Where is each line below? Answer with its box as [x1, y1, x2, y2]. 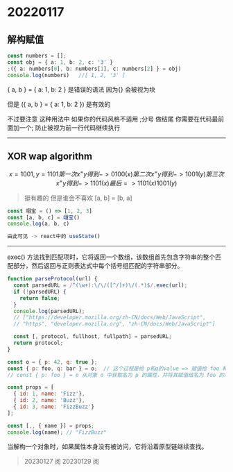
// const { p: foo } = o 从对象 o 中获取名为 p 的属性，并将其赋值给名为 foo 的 [7, 371, 225, 378]
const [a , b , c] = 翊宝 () [7, 214, 80, 221]
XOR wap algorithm [7, 150, 92, 162]
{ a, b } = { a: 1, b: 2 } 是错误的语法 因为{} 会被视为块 [7, 85, 156, 94]
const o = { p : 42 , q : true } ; [7, 358, 98, 365]
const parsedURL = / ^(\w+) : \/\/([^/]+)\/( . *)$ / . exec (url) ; [13, 282, 188, 289]
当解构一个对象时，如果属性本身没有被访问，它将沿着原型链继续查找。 [7, 442, 208, 450]
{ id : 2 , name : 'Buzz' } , [13, 397, 85, 404]
